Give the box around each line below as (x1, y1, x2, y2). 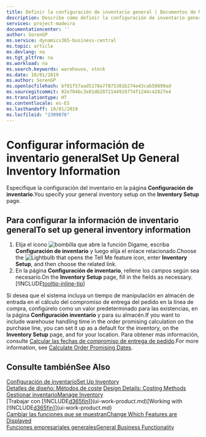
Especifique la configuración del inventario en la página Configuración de (6, 184, 194, 192)
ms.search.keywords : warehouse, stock (6, 66, 105, 72)
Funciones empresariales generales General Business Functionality (6, 424, 175, 431)
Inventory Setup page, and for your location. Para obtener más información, (6, 331, 199, 338)
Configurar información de (6, 138, 145, 152)
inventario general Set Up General (6, 151, 180, 165)
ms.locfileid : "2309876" (6, 112, 70, 118)
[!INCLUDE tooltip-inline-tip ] (15, 280, 85, 287)
